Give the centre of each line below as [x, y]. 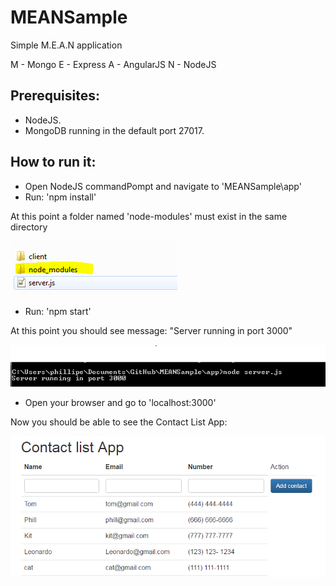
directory [29, 227]
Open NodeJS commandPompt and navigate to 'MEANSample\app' [163, 186]
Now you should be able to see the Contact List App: [119, 422]
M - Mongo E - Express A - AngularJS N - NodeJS [113, 64]
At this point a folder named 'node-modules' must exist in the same [149, 216]
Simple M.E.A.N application [66, 45]
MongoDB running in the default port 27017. [114, 130]
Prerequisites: [55, 96]
